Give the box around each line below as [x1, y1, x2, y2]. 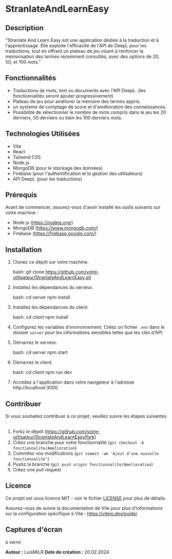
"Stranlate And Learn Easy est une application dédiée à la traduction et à [5, 37, 159, 43]
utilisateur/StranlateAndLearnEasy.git [12, 274, 91, 281]
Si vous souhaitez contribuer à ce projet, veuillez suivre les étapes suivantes [5, 413, 167, 420]
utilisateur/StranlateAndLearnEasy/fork [12, 434, 95, 440]
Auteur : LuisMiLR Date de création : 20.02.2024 [5, 549, 109, 555]
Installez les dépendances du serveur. [12, 284, 93, 290]
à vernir [5, 539, 22, 545]
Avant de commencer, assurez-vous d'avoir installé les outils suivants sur [5, 204, 161, 210]
